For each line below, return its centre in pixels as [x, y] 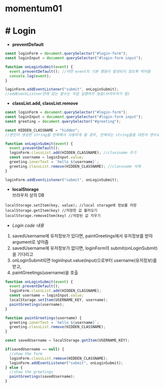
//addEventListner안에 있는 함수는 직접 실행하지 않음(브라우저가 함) [68, 94]
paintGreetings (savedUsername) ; [42, 377]
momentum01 [34, 9]
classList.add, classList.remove [45, 103]
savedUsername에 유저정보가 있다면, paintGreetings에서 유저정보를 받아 [82, 236]
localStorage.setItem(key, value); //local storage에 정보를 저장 [71, 205]
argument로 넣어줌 [30, 242]
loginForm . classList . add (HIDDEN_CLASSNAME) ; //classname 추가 [73, 153]
